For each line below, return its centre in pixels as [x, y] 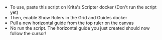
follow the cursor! [28, 33]
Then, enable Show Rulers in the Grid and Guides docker [69, 18]
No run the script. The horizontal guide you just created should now [80, 28]
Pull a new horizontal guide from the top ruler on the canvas [72, 23]
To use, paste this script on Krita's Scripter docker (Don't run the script [83, 7]
